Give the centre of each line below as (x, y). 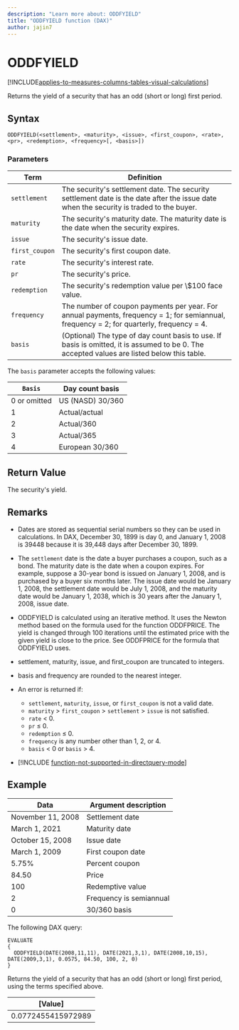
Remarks (28, 512)
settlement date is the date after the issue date (139, 198)
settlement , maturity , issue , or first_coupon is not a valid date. (121, 703)
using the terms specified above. (55, 986)
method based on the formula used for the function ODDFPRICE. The (119, 626)
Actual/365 (78, 436)
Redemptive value (116, 887)
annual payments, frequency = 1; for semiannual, (143, 315)
